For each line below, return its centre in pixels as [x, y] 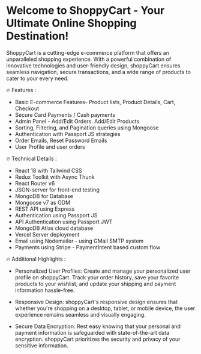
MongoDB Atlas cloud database [54, 228]
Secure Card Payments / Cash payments [65, 114]
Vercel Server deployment [47, 234]
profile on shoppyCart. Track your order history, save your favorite [97, 277]
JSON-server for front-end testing [57, 190]
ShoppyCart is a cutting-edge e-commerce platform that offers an [88, 52]
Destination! [37, 36]
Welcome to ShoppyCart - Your [85, 11]
